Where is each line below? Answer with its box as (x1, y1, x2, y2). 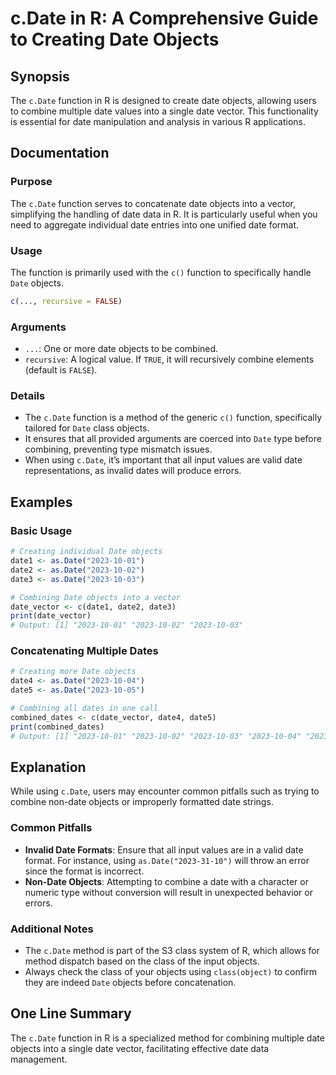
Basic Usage (10, 523, 73, 537)
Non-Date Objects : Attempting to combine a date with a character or (24, 875, 309, 887)
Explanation (10, 758, 87, 776)
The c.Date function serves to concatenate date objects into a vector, (10, 197, 296, 209)
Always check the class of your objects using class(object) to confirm (24, 965, 318, 977)
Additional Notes (10, 922, 94, 936)
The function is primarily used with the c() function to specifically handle (10, 266, 312, 278)
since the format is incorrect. (24, 865, 145, 877)
